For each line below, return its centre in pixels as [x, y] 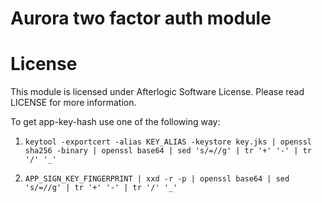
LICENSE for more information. [73, 103]
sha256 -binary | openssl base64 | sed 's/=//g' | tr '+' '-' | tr [168, 151]
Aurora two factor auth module [141, 18]
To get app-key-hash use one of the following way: [115, 122]
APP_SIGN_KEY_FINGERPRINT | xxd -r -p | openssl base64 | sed [157, 179]
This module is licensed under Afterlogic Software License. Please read [157, 92]
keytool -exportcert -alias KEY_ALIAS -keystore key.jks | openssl [168, 142]
